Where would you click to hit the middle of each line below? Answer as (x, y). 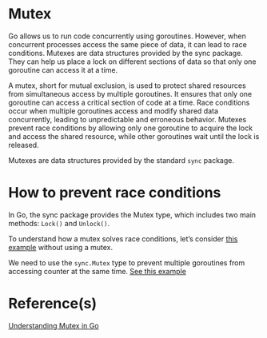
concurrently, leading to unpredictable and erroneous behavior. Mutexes (128, 119)
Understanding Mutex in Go (54, 325)
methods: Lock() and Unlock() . (59, 223)
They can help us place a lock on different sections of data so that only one (133, 62)
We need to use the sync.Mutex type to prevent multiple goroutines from (127, 262)
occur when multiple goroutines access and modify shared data (113, 111)
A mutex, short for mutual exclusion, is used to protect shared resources (127, 85)
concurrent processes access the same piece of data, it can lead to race (128, 44)
